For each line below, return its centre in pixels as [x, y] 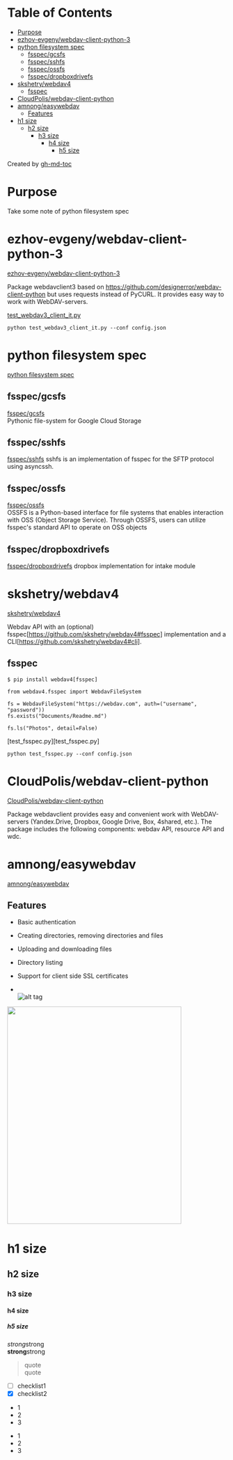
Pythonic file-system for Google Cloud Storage [74, 420]
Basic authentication [47, 922]
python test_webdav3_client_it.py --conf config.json [87, 328]
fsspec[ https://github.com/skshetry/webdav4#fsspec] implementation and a [116, 634]
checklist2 [32, 1393]
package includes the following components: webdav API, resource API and [116, 828]
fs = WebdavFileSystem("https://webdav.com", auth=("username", [102, 704]
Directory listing [40, 963]
